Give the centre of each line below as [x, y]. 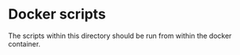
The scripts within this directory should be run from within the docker [120, 36]
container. [24, 43]
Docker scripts [57, 14]
